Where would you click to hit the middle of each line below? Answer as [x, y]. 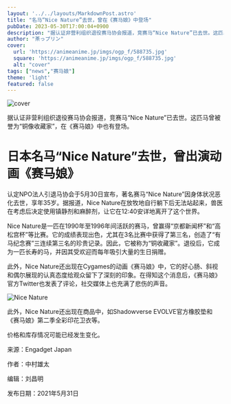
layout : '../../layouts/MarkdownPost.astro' [72, 13]
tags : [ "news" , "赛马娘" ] [41, 71]
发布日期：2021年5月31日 [43, 394]
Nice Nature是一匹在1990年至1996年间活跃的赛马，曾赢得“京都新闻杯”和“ [111, 226]
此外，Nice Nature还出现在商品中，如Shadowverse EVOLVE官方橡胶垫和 [110, 312]
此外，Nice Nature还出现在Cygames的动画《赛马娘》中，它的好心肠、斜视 [113, 266]
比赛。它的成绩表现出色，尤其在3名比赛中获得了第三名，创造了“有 [128, 235]
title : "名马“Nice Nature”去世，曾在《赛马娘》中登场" [79, 20]
